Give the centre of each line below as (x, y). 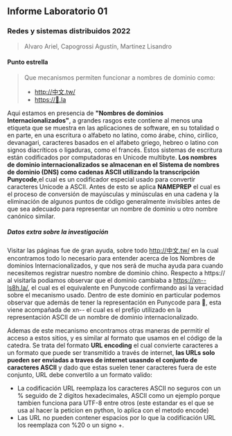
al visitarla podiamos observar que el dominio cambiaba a (89, 280)
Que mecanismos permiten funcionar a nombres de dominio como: (120, 77)
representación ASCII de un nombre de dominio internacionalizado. (103, 317)
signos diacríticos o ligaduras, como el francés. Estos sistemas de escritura (115, 150)
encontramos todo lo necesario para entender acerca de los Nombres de (111, 258)
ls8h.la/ (18, 288)
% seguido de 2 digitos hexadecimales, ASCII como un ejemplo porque (118, 395)
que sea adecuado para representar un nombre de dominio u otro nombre (113, 209)
